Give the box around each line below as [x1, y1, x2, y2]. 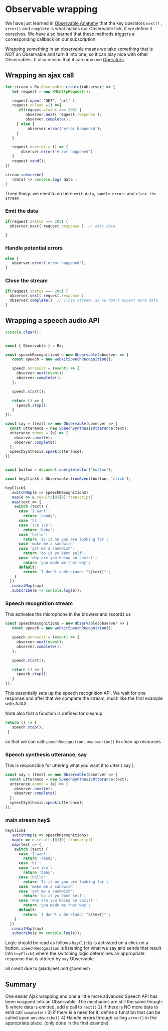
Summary [5, 980, 37, 988]
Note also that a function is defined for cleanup [5, 710, 103, 716]
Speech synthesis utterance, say [5, 751, 87, 758]
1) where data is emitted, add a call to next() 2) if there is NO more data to [5, 1004, 158, 1010]
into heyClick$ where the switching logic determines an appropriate [5, 950, 145, 957]
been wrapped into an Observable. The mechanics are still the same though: [5, 999, 163, 1005]
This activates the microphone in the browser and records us [5, 611, 131, 617]
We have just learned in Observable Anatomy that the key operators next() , [5, 20, 162, 26]
